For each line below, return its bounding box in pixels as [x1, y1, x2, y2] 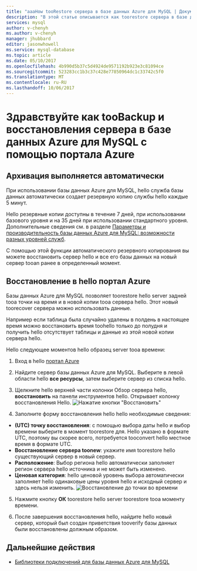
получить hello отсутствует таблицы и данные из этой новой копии [6, 328, 174, 335]
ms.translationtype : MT [6, 74, 64, 80]
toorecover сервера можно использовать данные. [6, 304, 132, 311]
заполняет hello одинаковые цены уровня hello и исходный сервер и [14, 478, 187, 485]
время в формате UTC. [14, 440, 72, 447]
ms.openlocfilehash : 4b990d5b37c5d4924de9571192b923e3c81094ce [6, 63, 164, 69]
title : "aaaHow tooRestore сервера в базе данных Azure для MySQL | [6, 8, 177, 15]
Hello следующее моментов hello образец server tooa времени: [6, 346, 166, 353]
